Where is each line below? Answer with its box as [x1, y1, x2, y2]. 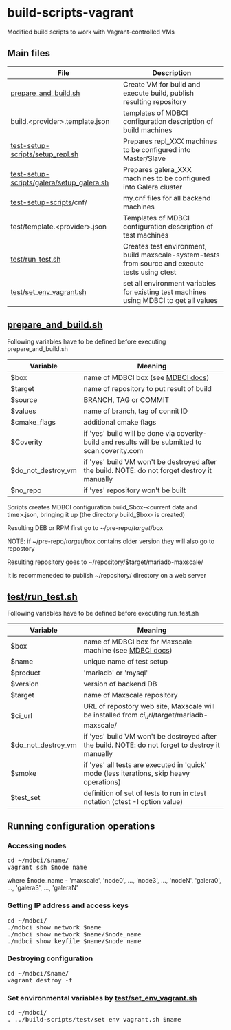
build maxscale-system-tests [123, 250, 220, 260]
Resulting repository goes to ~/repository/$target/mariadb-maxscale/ [7, 558, 204, 566]
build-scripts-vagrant [7, 5, 134, 21]
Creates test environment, [123, 241, 208, 251]
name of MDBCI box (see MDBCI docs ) [83, 372, 210, 382]
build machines [123, 125, 173, 135]
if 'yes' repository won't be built [83, 485, 186, 495]
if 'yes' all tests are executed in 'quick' [83, 759, 208, 769]
